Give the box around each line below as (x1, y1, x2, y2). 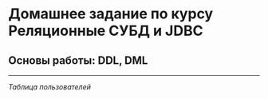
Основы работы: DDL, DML (8, 53, 148, 67)
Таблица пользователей (8, 82, 92, 92)
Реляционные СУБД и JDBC (8, 22, 203, 40)
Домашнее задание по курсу (8, 5, 214, 23)
